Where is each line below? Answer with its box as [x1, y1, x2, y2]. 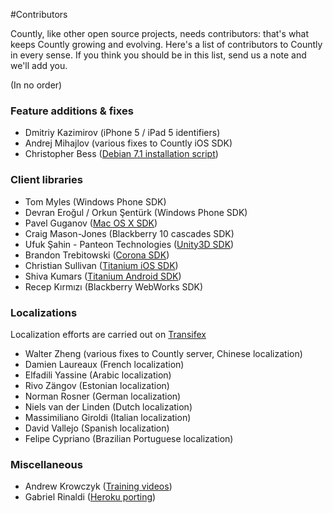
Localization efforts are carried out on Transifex [10, 328, 207, 340]
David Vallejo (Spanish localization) [24, 422, 170, 434]
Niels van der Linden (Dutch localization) [24, 400, 193, 413]
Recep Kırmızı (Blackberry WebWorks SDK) [24, 280, 204, 293]
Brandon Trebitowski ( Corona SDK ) [24, 249, 170, 261]
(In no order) [10, 79, 63, 91]
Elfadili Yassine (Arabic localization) [24, 369, 172, 381]
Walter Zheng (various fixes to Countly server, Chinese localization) [24, 347, 303, 359]
